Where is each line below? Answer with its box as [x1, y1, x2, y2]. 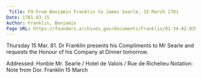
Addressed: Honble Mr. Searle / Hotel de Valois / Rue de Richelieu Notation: [6, 60, 194, 67]
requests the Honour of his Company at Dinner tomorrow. [6, 49, 148, 56]
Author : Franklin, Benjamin [6, 20, 77, 26]
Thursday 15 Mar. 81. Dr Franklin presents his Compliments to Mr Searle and [6, 42, 194, 49]
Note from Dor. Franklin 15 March [6, 67, 88, 74]
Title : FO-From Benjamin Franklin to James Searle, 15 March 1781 [8, 8, 179, 15]
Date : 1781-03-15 [6, 14, 50, 20]
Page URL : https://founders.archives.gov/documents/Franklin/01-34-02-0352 [6, 25, 200, 32]
